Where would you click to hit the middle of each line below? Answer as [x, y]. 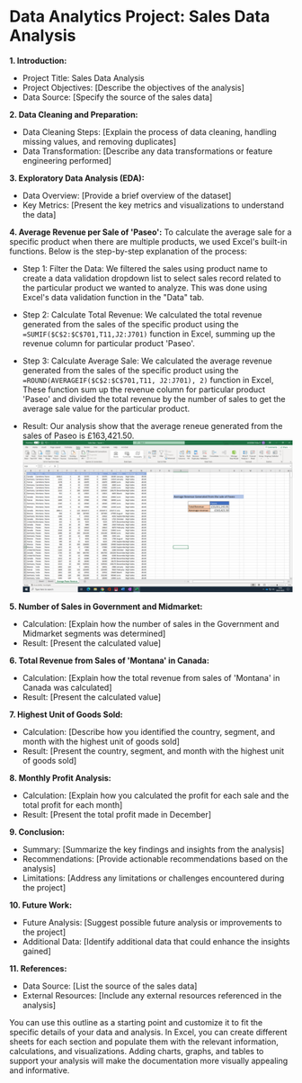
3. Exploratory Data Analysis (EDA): [77, 178]
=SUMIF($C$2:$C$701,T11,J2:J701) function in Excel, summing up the [149, 334]
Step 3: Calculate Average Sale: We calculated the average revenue [147, 361]
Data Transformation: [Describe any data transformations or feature [147, 151]
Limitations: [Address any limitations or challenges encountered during [153, 878]
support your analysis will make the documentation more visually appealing [149, 1061]
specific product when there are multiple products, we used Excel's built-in [148, 241]
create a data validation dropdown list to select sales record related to [151, 278]
